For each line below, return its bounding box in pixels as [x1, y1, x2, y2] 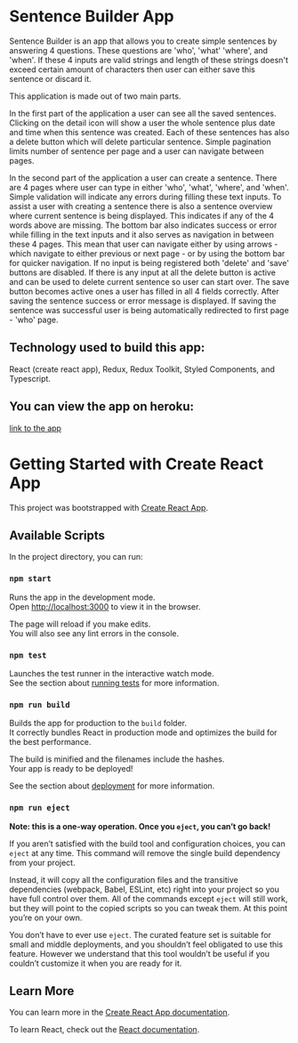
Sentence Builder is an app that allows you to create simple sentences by [9, 36, 278, 46]
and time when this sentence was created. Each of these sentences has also [9, 126, 290, 137]
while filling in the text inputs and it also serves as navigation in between [9, 229, 274, 239]
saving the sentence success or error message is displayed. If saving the [9, 295, 278, 306]
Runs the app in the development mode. [9, 592, 156, 602]
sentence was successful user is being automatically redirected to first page [9, 304, 289, 315]
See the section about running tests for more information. [9, 677, 220, 688]
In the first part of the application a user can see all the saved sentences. [9, 108, 277, 118]
